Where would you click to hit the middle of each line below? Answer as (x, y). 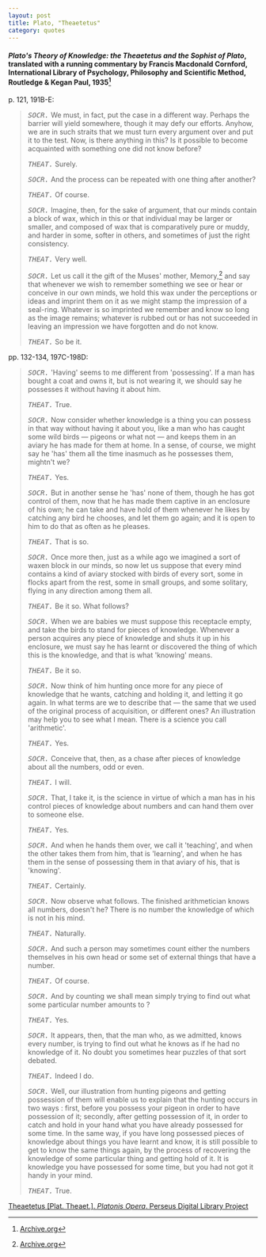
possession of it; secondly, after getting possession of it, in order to (138, 1116)
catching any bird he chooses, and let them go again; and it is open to (141, 518)
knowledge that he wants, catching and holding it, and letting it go (135, 694)
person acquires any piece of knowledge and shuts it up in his (129, 638)
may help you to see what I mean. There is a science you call (127, 719)
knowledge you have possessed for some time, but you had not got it (141, 1167)
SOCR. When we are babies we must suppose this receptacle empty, (139, 621)
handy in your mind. (60, 1175)
